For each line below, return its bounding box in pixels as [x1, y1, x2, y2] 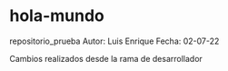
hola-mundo [9, 5, 104, 26]
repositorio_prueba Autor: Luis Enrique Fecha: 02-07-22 [9, 35, 220, 46]
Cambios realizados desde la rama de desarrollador [9, 53, 203, 64]
